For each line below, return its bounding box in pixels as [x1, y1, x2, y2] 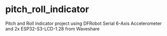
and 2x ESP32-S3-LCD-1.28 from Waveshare [5, 25, 100, 31]
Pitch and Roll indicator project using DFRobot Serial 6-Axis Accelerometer [5, 20, 162, 26]
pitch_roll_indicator [5, 4, 89, 15]
